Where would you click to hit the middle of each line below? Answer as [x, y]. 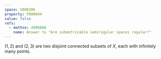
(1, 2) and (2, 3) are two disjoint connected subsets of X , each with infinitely [80, 46]
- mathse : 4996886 [28, 28]
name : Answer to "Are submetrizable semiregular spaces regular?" [82, 32]
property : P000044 [23, 14]
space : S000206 [20, 10]
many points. [18, 51]
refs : [10, 23]
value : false [18, 19]
